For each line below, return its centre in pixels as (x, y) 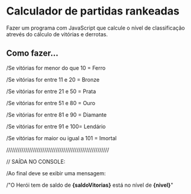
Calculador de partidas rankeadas (93, 11)
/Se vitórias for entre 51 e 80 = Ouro (51, 103)
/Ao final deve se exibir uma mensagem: (56, 173)
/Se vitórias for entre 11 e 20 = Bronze (53, 79)
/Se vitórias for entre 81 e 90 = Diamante (57, 115)
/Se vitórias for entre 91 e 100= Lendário (56, 126)
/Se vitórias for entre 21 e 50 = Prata (51, 91)
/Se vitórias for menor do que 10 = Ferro (56, 68)
